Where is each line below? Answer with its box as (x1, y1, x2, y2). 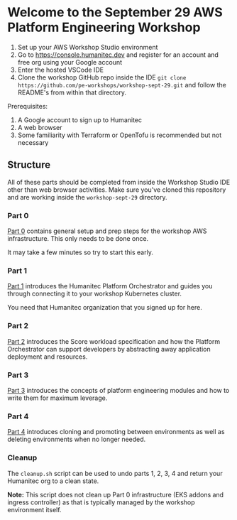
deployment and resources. (7, 352, 88, 361)
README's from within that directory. (17, 88, 126, 97)
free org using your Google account (17, 58, 123, 66)
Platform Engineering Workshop (7, 19, 201, 36)
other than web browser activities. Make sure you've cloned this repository (7, 185, 226, 194)
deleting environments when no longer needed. (7, 435, 146, 444)
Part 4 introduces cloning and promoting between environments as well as (7, 428, 225, 436)
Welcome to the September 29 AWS (7, 4, 224, 21)
